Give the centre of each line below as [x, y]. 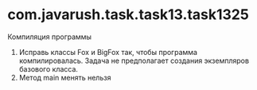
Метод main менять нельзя [65, 77]
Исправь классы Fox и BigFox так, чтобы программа [108, 52]
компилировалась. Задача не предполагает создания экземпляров [134, 61]
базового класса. [49, 68]
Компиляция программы [50, 37]
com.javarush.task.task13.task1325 [128, 15]
